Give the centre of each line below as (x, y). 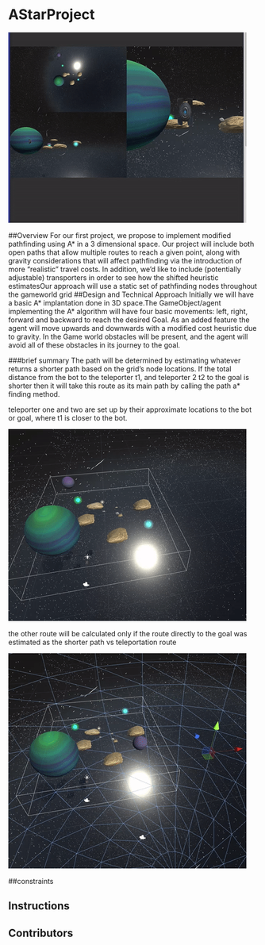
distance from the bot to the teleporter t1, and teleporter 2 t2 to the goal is (129, 377)
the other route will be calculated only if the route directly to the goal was (128, 633)
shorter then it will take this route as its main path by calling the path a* (124, 386)
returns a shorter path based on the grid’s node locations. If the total (120, 369)
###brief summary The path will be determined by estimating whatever (125, 360)
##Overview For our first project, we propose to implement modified (120, 235)
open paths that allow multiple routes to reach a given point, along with (124, 252)
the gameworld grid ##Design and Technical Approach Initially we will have (131, 294)
